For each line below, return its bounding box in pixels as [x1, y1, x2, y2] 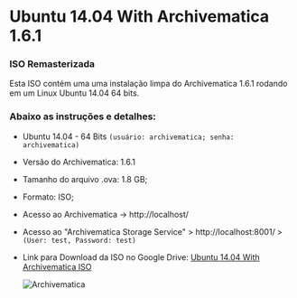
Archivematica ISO [22, 261, 92, 272]
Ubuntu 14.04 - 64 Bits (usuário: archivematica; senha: [22, 131, 235, 142]
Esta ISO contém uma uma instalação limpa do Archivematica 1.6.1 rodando [9, 79, 288, 89]
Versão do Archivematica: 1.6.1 [22, 156, 135, 167]
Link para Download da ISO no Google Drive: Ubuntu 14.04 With [22, 251, 260, 263]
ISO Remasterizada [9, 58, 96, 70]
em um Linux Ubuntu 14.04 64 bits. [9, 88, 140, 98]
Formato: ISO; [22, 191, 74, 202]
